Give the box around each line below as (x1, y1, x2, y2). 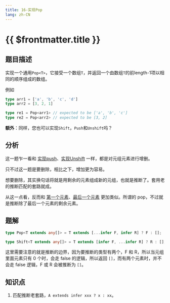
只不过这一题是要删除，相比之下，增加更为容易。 (5, 166, 107, 172)
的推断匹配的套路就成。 (5, 183, 54, 189)
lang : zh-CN (5, 12, 30, 17)
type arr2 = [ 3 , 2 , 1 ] (5, 102, 53, 107)
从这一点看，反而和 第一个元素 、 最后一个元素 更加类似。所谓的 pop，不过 (5, 194, 159, 200)
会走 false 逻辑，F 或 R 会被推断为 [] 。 (5, 262, 86, 268)
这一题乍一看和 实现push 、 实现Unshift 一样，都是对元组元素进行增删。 (5, 155, 153, 162)
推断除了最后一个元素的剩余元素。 (9, 200, 81, 206)
